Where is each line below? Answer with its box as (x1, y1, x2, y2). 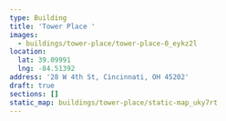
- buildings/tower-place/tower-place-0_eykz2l (17, 38, 198, 48)
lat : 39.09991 (17, 55, 71, 65)
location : (9, 47, 47, 56)
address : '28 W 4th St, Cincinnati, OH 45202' (9, 73, 190, 82)
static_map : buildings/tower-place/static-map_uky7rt (9, 97, 219, 107)
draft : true (9, 81, 55, 90)
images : (9, 30, 39, 39)
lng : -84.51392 (17, 65, 76, 74)
